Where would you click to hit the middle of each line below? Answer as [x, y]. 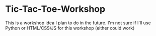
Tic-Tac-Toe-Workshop [55, 9]
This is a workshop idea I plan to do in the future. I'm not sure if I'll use [78, 23]
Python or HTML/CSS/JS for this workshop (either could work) [70, 28]
